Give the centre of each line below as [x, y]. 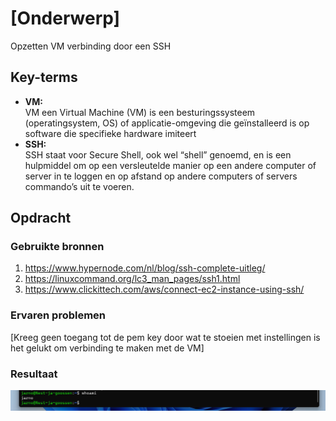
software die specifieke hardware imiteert [110, 133]
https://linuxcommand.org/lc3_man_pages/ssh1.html [132, 279]
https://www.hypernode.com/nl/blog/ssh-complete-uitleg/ [145, 268]
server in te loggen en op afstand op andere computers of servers [161, 176]
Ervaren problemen [58, 315]
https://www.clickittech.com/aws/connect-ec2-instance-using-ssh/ [164, 289]
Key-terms [44, 77]
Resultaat [34, 374]
